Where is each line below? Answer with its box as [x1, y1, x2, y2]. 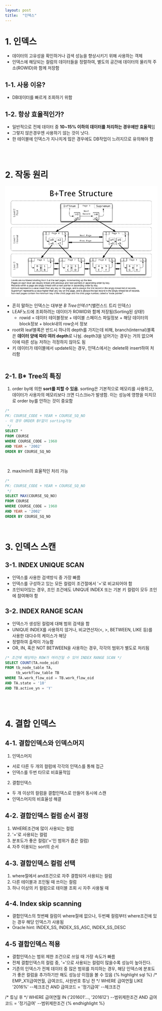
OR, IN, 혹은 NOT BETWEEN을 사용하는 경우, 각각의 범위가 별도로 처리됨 [12, 645, 150, 651]
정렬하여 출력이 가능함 [12, 639, 54, 644]
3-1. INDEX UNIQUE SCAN [5, 561, 85, 569]
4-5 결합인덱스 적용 [5, 940, 60, 948]
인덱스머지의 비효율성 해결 [12, 796, 62, 802]
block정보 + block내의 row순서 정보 [19, 321, 88, 327]
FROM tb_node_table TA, [5, 665, 53, 670]
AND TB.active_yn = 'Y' [5, 686, 53, 691]
